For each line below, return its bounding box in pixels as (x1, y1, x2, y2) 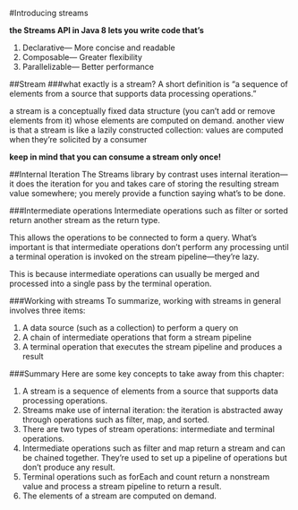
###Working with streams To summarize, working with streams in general (9, 296, 282, 306)
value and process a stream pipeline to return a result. (21, 481, 222, 491)
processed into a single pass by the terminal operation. (9, 278, 212, 289)
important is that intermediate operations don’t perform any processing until (9, 242, 289, 252)
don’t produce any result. (21, 462, 115, 472)
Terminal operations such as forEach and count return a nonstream (21, 471, 270, 482)
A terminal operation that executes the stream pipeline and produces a (21, 341, 283, 352)
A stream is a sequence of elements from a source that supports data (21, 385, 279, 396)
